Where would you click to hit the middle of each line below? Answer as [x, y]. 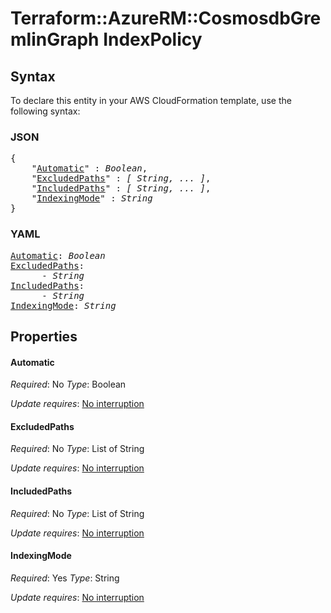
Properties [44, 336]
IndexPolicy [153, 39]
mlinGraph [55, 39]
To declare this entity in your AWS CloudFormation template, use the [151, 100]
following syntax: [45, 111]
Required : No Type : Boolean [68, 384]
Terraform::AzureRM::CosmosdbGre [166, 18]
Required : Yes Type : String [65, 578]
